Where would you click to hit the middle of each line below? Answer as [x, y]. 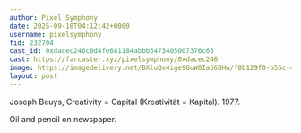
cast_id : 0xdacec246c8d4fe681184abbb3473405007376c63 [112, 51]
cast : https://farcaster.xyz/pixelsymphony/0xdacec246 [114, 59]
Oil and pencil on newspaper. [63, 119]
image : [21, 68]
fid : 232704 [31, 43]
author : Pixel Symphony [54, 18]
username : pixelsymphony [56, 34]
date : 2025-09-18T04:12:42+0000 [69, 26]
